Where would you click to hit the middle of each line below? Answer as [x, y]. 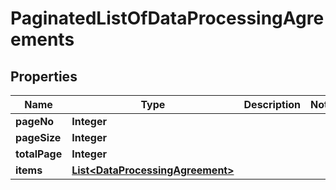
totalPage [39, 154]
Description [272, 104]
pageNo [35, 121]
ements [42, 39]
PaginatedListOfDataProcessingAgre [167, 18]
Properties [44, 76]
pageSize [38, 137]
